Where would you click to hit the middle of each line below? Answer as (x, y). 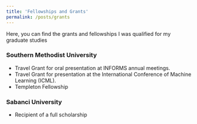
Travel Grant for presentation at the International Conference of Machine (103, 74)
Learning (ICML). (35, 81)
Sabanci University (34, 102)
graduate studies (27, 40)
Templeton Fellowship (41, 86)
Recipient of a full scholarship (51, 115)
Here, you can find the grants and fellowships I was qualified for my (88, 33)
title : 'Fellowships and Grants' (47, 11)
